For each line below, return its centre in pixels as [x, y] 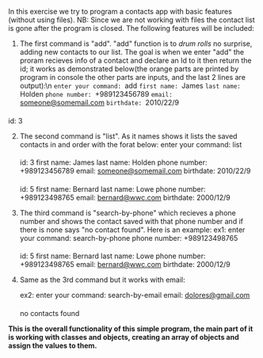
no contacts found [50, 313]
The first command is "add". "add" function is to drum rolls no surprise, [136, 44]
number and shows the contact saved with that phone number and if [131, 221]
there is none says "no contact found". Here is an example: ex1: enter [132, 230]
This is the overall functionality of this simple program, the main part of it [131, 329]
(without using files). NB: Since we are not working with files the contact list [131, 20]
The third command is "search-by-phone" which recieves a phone [128, 212]
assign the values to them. [53, 345]
